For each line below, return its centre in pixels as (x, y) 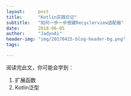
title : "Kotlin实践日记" (41, 17)
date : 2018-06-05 (36, 28)
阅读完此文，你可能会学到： (40, 67)
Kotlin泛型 (27, 87)
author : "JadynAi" (34, 34)
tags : (13, 45)
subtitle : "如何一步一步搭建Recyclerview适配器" (65, 23)
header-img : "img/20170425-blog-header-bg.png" (66, 39)
